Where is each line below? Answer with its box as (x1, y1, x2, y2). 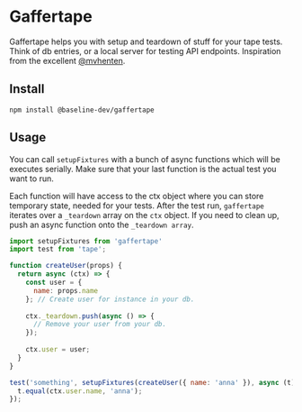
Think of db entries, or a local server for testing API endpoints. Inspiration (9, 45, 281, 56)
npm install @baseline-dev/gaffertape (9, 105, 155, 114)
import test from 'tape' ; (9, 245, 106, 254)
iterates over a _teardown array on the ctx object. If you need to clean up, (9, 209, 280, 220)
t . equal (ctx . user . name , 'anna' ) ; (17, 386, 143, 396)
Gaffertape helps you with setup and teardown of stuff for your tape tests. (9, 36, 283, 47)
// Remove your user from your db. (32, 320, 167, 329)
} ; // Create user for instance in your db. (25, 295, 195, 304)
